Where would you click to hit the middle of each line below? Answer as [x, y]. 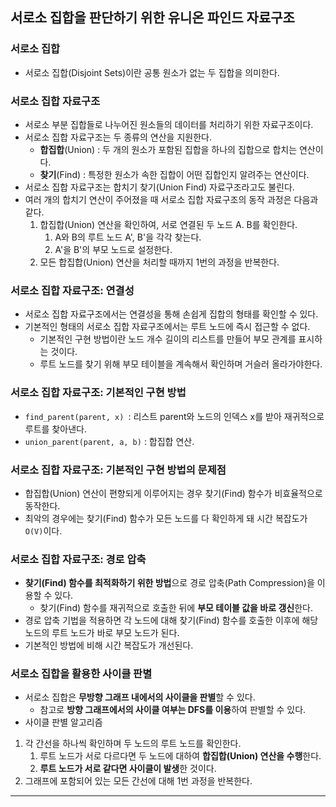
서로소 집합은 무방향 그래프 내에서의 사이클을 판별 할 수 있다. [140, 697]
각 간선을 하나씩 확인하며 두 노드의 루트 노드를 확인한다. [133, 744]
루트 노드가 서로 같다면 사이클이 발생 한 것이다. [128, 769]
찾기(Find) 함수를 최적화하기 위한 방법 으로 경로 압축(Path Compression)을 [169, 583]
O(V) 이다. [43, 530]
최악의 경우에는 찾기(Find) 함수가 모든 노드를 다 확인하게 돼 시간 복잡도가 [166, 518]
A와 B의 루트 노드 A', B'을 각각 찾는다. [128, 237]
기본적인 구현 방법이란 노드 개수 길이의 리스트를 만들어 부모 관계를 [168, 339]
